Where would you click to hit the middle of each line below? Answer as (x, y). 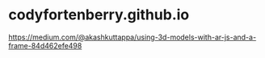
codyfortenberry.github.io (99, 15)
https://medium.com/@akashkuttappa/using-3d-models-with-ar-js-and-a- (132, 37)
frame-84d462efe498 (45, 45)
